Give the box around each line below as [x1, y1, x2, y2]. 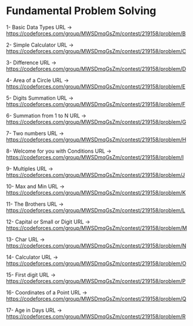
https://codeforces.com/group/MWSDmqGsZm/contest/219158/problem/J [6, 171, 185, 178]
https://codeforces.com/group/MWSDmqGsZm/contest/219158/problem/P [6, 277, 186, 284]
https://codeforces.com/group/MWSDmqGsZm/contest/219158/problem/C [6, 47, 187, 54]
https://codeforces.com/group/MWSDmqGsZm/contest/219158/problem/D [6, 65, 187, 72]
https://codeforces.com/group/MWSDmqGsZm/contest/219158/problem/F [6, 100, 185, 107]
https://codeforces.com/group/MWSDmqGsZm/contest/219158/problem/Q [6, 295, 187, 302]
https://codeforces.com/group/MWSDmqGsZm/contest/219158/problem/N [6, 242, 187, 249]
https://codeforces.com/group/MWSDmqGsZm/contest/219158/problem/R [6, 312, 186, 320]
